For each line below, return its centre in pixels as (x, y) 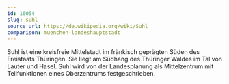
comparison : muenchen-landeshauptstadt (64, 32)
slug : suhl (23, 20)
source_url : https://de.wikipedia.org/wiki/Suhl (78, 26)
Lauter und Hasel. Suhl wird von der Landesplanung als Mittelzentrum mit (110, 66)
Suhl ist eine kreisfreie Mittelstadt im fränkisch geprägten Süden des (104, 52)
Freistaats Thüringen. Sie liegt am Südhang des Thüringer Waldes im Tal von (115, 59)
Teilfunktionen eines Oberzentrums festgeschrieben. (81, 74)
